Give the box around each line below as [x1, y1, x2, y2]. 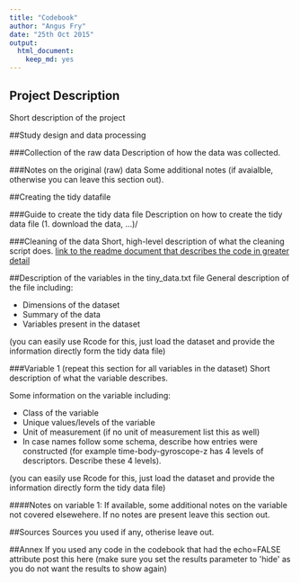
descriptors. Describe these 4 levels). [22, 455, 162, 466]
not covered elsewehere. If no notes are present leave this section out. [9, 509, 270, 520]
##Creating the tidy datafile [9, 191, 111, 202]
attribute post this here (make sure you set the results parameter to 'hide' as [9, 553, 291, 564]
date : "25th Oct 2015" [9, 30, 94, 39]
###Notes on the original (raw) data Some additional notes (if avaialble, [9, 164, 274, 175]
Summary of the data [22, 309, 101, 319]
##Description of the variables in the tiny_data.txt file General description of [9, 272, 290, 283]
